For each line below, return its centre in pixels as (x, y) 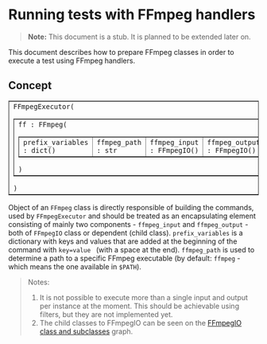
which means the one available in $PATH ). (75, 266)
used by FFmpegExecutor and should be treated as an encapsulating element (132, 216)
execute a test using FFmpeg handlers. (72, 61)
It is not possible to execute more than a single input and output (144, 297)
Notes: (39, 282)
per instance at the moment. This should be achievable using (139, 306)
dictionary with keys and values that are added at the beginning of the (123, 241)
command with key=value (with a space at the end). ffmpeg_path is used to (132, 249)
